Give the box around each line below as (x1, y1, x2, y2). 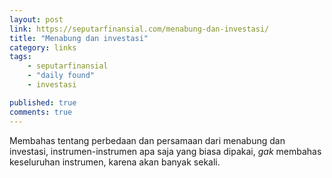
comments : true (9, 107, 73, 117)
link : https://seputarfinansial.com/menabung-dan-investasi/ (9, 24, 270, 34)
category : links (9, 42, 77, 53)
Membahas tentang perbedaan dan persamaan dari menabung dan (9, 134, 286, 146)
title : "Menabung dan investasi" (9, 33, 149, 43)
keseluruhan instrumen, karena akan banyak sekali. (9, 156, 221, 168)
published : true (9, 97, 77, 108)
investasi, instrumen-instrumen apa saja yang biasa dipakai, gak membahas (9, 145, 322, 157)
